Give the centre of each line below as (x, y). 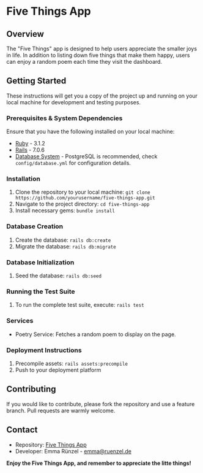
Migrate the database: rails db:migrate (65, 246)
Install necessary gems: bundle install (65, 210)
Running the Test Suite (41, 291)
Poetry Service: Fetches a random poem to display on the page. (95, 334)
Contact (22, 430)
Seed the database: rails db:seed (58, 275)
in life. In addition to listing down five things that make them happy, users (98, 55)
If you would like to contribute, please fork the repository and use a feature (101, 404)
